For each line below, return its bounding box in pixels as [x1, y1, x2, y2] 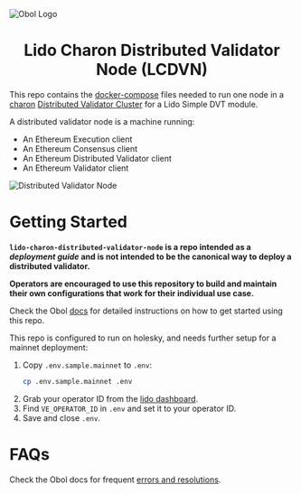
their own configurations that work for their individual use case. [9, 287, 255, 298]
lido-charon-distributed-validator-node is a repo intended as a [9, 241, 251, 252]
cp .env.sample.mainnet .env [22, 377, 133, 386]
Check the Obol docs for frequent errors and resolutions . [9, 474, 221, 485]
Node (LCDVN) [96, 60, 208, 80]
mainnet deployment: [9, 341, 89, 352]
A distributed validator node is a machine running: [9, 116, 195, 126]
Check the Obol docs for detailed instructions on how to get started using [9, 305, 283, 316]
